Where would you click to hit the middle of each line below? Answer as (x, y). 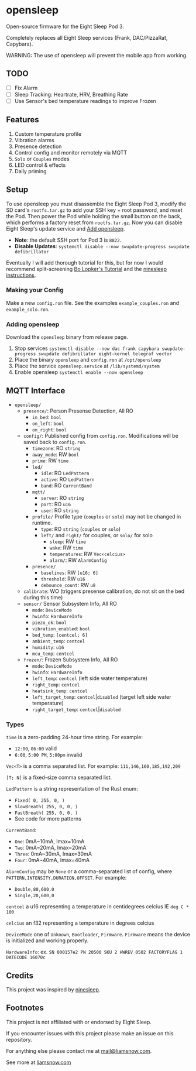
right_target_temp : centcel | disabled (76, 709)
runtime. (42, 523)
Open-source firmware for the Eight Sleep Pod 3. (65, 26)
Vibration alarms (34, 140)
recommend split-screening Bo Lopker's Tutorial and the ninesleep (86, 269)
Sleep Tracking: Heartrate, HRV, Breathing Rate (71, 94)
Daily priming (30, 171)
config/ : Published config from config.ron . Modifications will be (101, 435)
